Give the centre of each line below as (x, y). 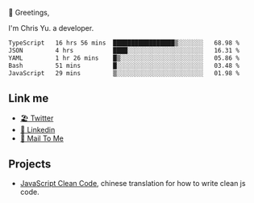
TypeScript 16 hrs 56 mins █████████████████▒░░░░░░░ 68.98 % (124, 43)
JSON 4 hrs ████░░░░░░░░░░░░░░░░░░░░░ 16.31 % (124, 50)
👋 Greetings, (29, 13)
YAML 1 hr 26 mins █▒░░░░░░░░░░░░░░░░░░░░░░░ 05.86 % (124, 58)
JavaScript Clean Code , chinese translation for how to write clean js (133, 183)
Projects (30, 164)
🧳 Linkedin (37, 130)
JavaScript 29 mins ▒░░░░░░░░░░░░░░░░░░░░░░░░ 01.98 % (124, 73)
